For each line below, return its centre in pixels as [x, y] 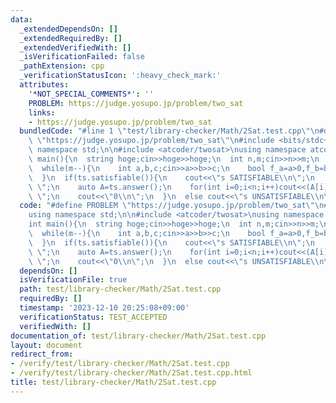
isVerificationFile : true [73, 280]
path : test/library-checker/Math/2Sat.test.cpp [120, 289]
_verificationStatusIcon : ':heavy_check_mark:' [120, 76]
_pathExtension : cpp [62, 66]
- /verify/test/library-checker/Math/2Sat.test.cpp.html [131, 373]
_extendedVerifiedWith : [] [75, 47]
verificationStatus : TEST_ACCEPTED [93, 317]
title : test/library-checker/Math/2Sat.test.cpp [113, 382]
